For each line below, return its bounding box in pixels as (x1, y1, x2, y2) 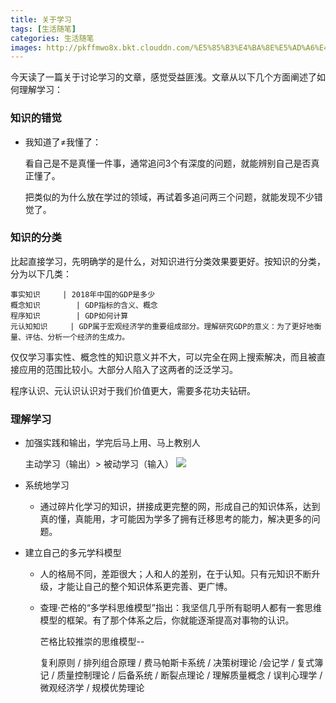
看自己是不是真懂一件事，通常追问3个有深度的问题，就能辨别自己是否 (24, 157, 312, 169)
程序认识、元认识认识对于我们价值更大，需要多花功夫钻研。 (10, 384, 256, 396)
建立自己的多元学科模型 (24, 547, 122, 559)
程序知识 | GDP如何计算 (10, 311, 129, 321)
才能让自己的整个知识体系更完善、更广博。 (57, 581, 233, 593)
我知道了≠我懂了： (24, 136, 102, 148)
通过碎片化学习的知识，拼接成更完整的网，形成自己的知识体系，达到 (39, 501, 321, 513)
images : (10, 42, 43, 53)
